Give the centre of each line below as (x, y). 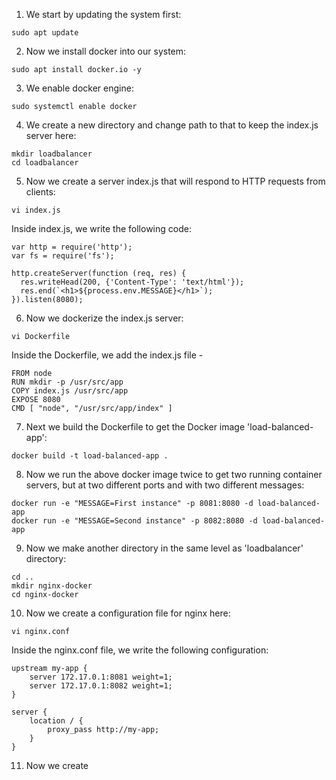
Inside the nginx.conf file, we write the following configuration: (140, 650)
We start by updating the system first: (103, 14)
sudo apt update (45, 33)
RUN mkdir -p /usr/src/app (67, 382)
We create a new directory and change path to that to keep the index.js (172, 125)
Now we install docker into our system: (106, 51)
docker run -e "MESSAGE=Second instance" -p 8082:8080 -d (134, 521)
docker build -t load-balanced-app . (90, 456)
